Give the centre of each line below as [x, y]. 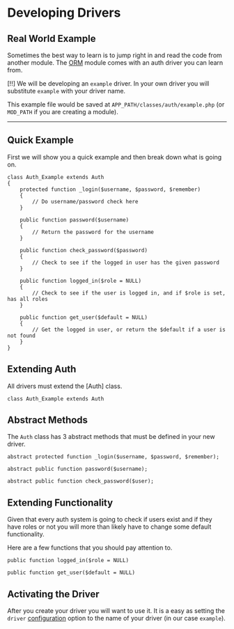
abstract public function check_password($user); [81, 481]
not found [22, 336]
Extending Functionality [60, 503]
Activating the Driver [53, 594]
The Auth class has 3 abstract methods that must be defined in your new [111, 437]
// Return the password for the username [93, 232]
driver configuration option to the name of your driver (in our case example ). [117, 619]
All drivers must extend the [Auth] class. [65, 386]
